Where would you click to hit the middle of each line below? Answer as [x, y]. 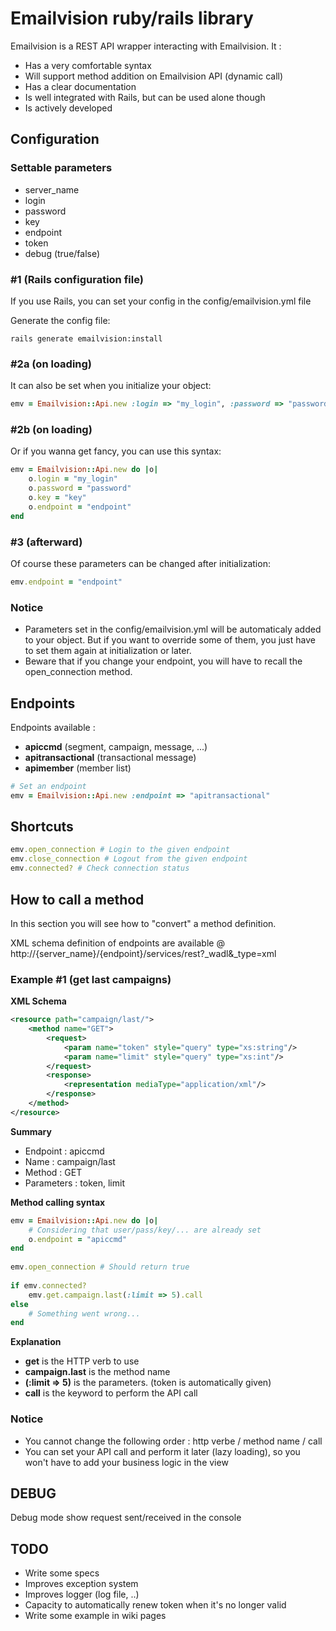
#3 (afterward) [46, 542]
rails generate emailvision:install [86, 338]
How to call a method [77, 899]
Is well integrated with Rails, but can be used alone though [145, 97]
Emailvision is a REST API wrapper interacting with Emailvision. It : [146, 46]
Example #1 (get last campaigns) [91, 979]
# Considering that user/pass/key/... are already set [145, 1230]
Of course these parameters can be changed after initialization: [140, 563]
